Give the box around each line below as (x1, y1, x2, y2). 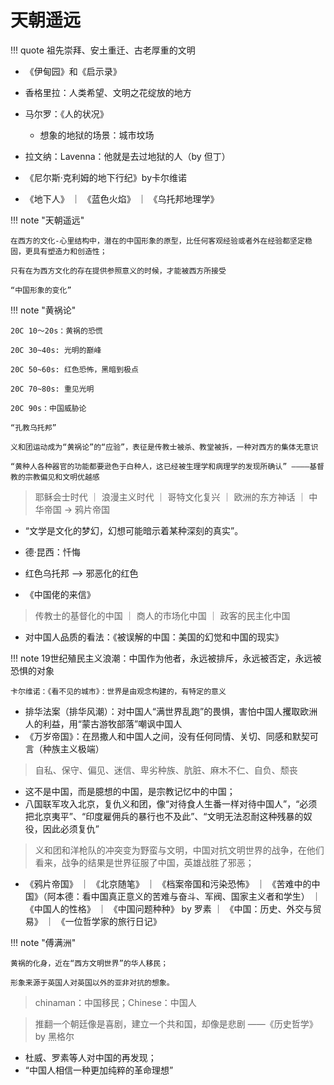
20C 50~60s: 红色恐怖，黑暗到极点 (10, 364, 139, 375)
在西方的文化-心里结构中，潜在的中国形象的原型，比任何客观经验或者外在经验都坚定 (10, 236, 305, 246)
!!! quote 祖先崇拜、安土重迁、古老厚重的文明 (10, 44, 196, 56)
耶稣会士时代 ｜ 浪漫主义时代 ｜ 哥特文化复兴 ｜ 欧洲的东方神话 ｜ (34, 491, 307, 503)
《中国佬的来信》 (24, 588, 96, 600)
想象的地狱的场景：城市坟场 (39, 129, 155, 141)
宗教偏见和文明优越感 (24, 472, 100, 482)
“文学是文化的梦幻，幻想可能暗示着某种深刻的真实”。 (24, 524, 244, 536)
